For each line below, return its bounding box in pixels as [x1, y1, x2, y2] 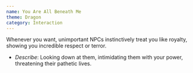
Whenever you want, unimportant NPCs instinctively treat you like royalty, [6, 36, 188, 43]
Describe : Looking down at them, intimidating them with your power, [14, 54, 183, 61]
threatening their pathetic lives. [14, 60, 91, 67]
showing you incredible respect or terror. [6, 42, 106, 49]
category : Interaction [6, 20, 63, 26]
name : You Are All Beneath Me [6, 8, 82, 15]
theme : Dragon [6, 14, 42, 20]
